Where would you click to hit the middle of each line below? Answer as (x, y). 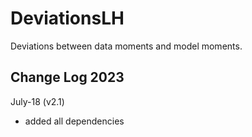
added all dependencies (74, 121)
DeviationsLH (67, 18)
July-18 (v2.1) (37, 101)
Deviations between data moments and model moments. (126, 46)
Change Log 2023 (67, 77)
